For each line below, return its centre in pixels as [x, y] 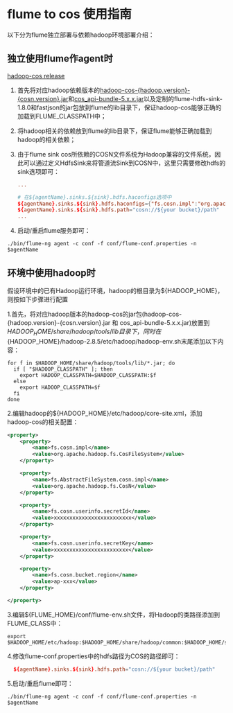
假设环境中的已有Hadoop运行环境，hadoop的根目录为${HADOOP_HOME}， [115, 290]
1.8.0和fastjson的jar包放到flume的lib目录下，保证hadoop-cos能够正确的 [119, 107]
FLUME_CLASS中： [35, 623]
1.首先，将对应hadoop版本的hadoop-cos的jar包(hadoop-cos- [95, 314]
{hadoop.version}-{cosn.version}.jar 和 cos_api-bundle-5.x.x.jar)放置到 [109, 322]
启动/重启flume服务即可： [54, 231]
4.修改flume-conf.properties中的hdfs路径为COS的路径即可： [94, 656]
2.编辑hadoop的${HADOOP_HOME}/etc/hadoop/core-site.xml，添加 [105, 413]
